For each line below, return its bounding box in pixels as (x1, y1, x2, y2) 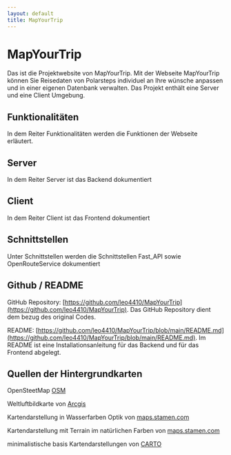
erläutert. (7, 137, 33, 145)
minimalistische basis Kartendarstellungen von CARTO (7, 440, 162, 448)
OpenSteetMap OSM (7, 387, 66, 395)
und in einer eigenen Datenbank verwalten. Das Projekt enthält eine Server (7, 84, 219, 92)
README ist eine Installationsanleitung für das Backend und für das (7, 340, 199, 349)
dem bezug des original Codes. (7, 313, 97, 321)
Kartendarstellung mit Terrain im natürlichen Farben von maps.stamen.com (7, 427, 221, 435)
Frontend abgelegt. (7, 348, 61, 356)
